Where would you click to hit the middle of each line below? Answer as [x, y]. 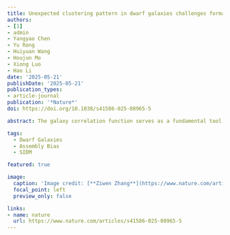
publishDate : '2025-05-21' [46, 83]
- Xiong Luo [24, 64]
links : [16, 208]
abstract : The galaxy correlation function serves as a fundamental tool [115, 121]
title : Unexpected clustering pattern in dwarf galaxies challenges [107, 13]
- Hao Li [20, 70]
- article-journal [33, 96]
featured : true [29, 165]
